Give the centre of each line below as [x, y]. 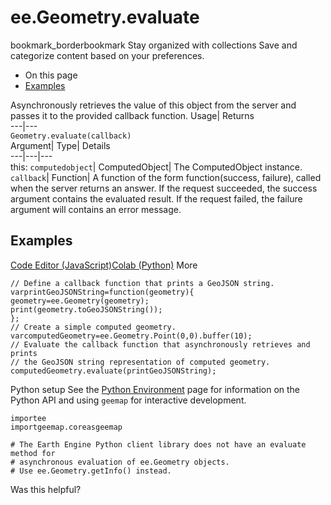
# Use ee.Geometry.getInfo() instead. [91, 471]
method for [33, 453]
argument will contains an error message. [96, 209]
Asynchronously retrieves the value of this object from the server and [153, 105]
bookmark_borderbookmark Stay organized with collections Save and [154, 45]
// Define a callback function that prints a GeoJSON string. [142, 283]
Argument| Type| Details [60, 145]
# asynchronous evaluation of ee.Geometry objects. [120, 462]
